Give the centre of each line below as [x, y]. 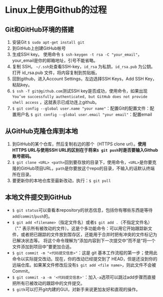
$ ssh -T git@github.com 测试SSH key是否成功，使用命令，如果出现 [80, 91]
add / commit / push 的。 [32, 216]
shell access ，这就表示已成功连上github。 [56, 102]
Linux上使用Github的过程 [56, 10]
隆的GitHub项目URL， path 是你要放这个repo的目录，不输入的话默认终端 [83, 168]
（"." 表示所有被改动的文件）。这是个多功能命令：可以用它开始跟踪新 [80, 228]
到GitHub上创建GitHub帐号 [39, 48]
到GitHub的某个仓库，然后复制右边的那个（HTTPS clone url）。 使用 [79, 144]
